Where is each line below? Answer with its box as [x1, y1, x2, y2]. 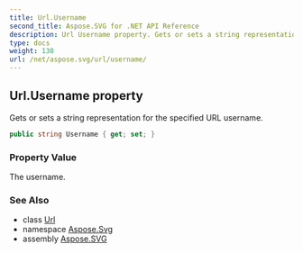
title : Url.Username [9, 13, 87, 23]
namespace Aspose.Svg [22, 224, 114, 235]
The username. [9, 171, 66, 182]
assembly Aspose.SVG [22, 233, 107, 244]
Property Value [9, 150, 78, 163]
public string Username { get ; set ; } [9, 130, 155, 139]
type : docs [9, 38, 50, 48]
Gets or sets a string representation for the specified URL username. [9, 112, 263, 122]
